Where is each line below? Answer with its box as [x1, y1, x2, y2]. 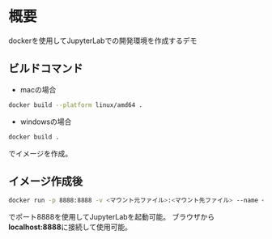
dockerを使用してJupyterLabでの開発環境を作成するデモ [8, 36, 198, 45]
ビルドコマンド [8, 62, 83, 75]
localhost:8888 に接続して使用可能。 [8, 222, 132, 232]
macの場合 [19, 84, 57, 94]
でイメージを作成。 [8, 148, 73, 158]
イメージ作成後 [8, 174, 83, 188]
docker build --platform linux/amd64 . [8, 100, 143, 109]
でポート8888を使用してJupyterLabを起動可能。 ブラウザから [8, 212, 215, 222]
